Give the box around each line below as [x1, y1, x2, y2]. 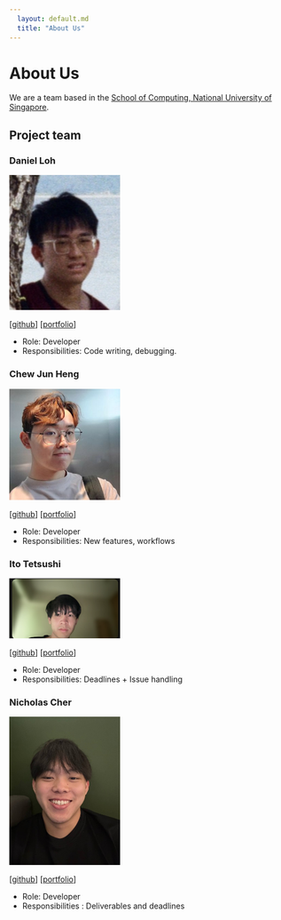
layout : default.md [17, 14, 90, 23]
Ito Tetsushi [9, 557, 61, 570]
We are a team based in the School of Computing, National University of [9, 92, 272, 103]
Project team [9, 127, 82, 142]
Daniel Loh [9, 154, 56, 166]
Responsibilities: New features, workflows [21, 535, 176, 546]
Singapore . [9, 102, 50, 113]
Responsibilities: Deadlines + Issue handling [21, 674, 183, 684]
